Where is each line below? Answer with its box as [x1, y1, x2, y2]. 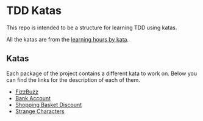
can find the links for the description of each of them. [6, 76, 140, 83]
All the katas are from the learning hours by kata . [6, 35, 129, 43]
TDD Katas [6, 4, 62, 18]
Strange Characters [15, 108, 65, 115]
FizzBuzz [15, 88, 38, 95]
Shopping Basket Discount [15, 101, 82, 108]
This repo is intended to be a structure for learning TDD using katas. [6, 24, 177, 31]
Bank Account [15, 94, 51, 101]
